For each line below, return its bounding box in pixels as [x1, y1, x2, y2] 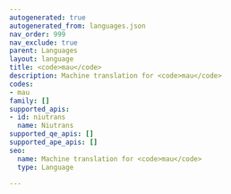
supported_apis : [9, 105, 70, 114]
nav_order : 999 [9, 30, 66, 38]
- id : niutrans [9, 113, 66, 122]
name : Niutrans [17, 122, 74, 131]
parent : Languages [9, 46, 78, 55]
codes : [9, 80, 34, 89]
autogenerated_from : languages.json [9, 21, 146, 30]
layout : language [9, 55, 74, 63]
